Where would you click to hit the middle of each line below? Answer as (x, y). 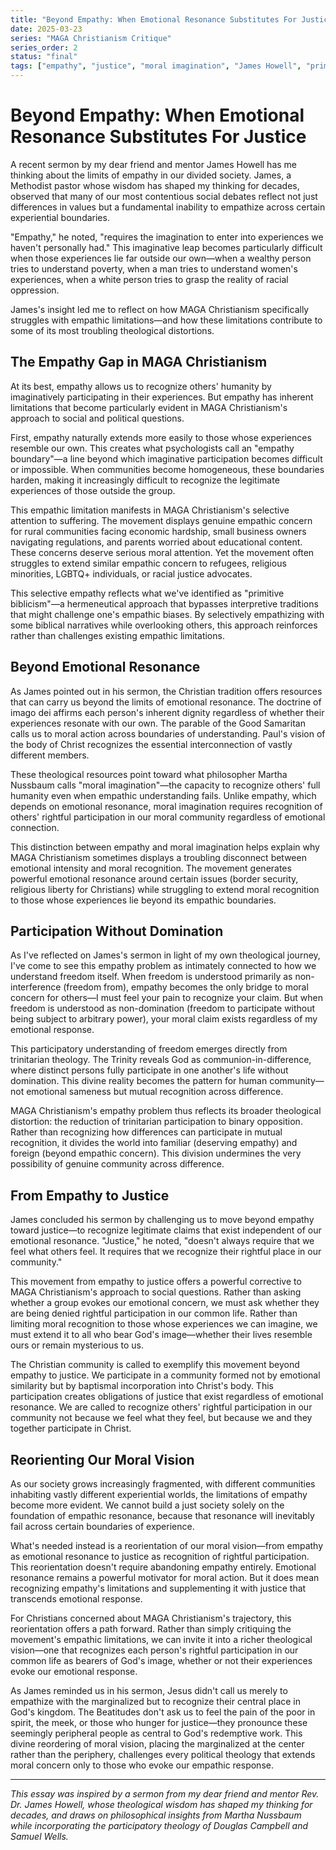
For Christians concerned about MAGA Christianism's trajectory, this (151, 1618)
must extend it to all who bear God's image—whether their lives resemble (161, 1335)
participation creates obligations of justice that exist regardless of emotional (167, 1397)
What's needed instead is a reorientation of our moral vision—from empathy (167, 1545)
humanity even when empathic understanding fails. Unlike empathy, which (163, 795)
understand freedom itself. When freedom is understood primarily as (151, 977)
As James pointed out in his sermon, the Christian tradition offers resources (166, 691)
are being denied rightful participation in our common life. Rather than (154, 1313)
